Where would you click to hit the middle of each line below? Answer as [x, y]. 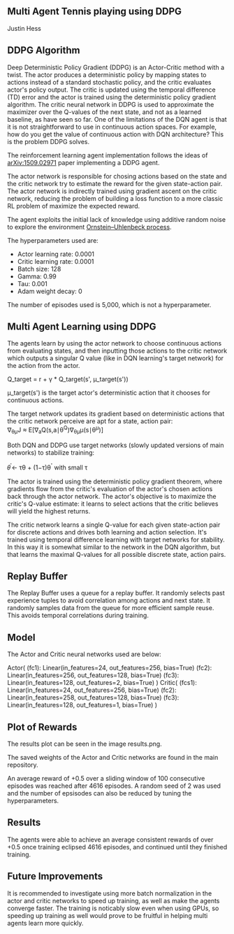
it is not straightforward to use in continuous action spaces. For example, [112, 127]
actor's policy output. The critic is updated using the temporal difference [111, 90]
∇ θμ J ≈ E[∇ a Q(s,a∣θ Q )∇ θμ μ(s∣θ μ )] [55, 430]
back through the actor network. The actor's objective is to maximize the [112, 496]
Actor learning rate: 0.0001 [56, 254]
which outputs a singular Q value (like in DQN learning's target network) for [116, 358]
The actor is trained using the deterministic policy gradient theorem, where [115, 481]
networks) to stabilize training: [51, 452]
